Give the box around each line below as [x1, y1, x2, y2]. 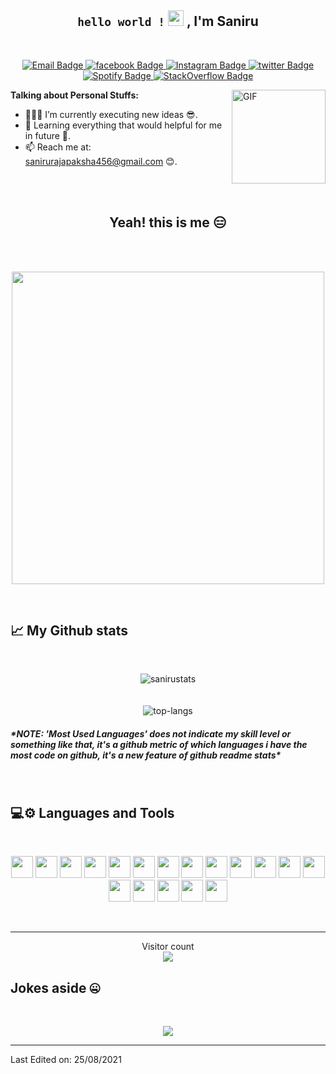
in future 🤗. [24, 129, 72, 141]
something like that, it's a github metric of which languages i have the [10, 739, 308, 751]
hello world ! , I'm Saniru [77, 13, 259, 30]
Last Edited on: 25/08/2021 [10, 1054, 122, 1066]
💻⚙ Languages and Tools [10, 804, 175, 821]
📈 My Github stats [10, 622, 129, 640]
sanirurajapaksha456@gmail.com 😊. [24, 155, 178, 167]
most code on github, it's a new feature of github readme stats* [10, 749, 282, 761]
